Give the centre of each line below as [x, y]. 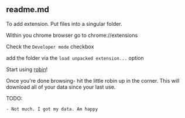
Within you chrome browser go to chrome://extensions [72, 35]
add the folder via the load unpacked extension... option [75, 58]
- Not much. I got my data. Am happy [52, 109]
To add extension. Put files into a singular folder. [64, 23]
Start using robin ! [27, 69]
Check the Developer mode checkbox [50, 46]
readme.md [28, 10]
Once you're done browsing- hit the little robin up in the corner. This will [93, 80]
